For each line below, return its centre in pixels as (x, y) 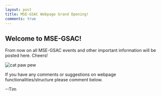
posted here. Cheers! (27, 56)
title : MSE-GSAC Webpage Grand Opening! (47, 14)
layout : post (18, 10)
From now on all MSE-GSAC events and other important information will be (80, 50)
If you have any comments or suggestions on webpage (61, 74)
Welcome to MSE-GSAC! (43, 38)
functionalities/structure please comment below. (54, 80)
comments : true (21, 19)
